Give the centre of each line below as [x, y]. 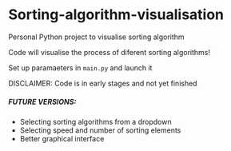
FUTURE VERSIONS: [42, 101]
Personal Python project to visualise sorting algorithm [97, 37]
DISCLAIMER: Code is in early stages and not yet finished [103, 83]
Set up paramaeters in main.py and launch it [80, 68]
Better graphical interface [62, 138]
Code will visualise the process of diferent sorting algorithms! [109, 52]
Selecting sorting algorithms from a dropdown [96, 121]
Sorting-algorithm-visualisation [116, 15]
